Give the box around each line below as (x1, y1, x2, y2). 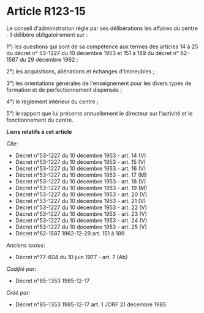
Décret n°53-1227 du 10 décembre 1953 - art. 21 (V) (15, 197, 146, 204)
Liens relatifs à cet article (6, 128, 72, 135)
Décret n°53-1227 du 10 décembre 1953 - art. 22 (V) (15, 204, 148, 211)
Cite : (6, 139, 18, 147)
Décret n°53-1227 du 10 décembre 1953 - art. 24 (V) (15, 216, 148, 224)
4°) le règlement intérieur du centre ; (6, 98, 99, 105)
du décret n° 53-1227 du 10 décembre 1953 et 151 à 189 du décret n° (6, 49, 179, 56)
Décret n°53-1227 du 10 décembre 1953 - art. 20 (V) (15, 191, 148, 198)
